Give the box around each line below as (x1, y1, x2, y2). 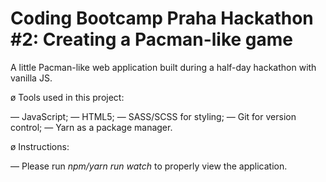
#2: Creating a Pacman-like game (10, 28, 294, 51)
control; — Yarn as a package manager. (10, 121, 173, 133)
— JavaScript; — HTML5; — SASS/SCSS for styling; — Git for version (10, 110, 297, 122)
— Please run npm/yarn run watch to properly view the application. (10, 160, 288, 172)
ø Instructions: (10, 140, 70, 152)
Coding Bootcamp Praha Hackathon (10, 7, 314, 30)
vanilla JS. (10, 72, 53, 84)
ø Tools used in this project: (10, 91, 125, 103)
